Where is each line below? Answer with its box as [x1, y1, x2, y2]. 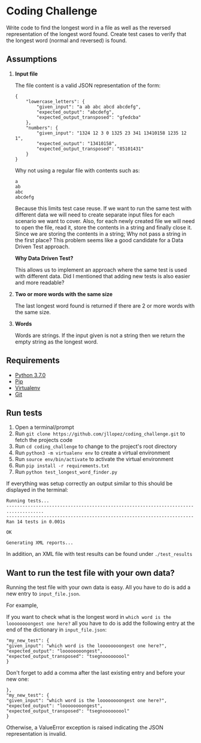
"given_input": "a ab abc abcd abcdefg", [36, 104, 142, 110]
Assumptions [6, 54, 57, 64]
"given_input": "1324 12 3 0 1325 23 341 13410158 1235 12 [36, 130, 187, 136]
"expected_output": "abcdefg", [36, 109, 115, 115]
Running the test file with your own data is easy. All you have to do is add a [6, 583, 191, 591]
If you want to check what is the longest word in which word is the [6, 613, 172, 621]
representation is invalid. [6, 730, 67, 738]
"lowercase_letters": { [26, 98, 85, 104]
